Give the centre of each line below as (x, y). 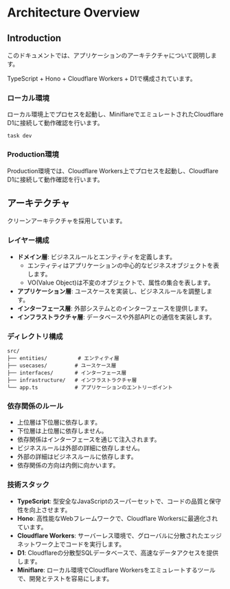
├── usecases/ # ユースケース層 (62, 366)
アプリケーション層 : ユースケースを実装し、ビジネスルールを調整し (112, 291)
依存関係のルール (35, 405)
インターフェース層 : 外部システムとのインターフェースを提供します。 (114, 308)
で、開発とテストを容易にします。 (65, 578)
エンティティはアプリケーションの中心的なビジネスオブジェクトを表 (123, 265)
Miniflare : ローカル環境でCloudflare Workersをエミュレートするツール (116, 570)
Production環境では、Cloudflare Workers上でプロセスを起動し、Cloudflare (113, 170)
